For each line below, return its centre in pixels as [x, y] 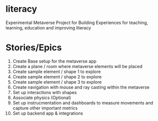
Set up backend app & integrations [48, 113]
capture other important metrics [45, 108]
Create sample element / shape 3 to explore [57, 82]
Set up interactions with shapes [45, 92]
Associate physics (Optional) [42, 97]
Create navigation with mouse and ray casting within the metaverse [81, 87]
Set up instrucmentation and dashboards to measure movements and [83, 103]
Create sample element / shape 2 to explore [57, 76]
